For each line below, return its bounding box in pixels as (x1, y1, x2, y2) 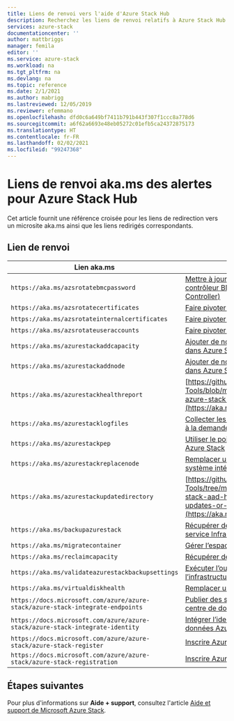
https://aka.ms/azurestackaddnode (10, 362, 125, 370)
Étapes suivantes (7, 680, 84, 692)
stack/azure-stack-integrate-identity (10, 623, 139, 631)
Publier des (185, 594, 223, 604)
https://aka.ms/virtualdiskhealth (10, 584, 125, 592)
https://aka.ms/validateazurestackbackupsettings (10, 568, 179, 576)
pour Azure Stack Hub (7, 191, 138, 207)
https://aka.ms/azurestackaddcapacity (10, 342, 139, 350)
